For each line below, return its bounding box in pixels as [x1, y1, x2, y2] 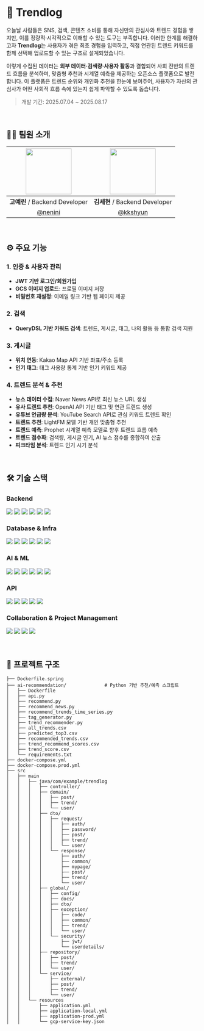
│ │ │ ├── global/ [6, 885, 69, 891]
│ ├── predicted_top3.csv [6, 730, 78, 737]
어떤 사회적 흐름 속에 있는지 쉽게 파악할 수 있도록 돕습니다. [22, 85, 161, 92]
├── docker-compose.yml [6, 757, 67, 763]
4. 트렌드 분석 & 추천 [6, 381, 63, 389]
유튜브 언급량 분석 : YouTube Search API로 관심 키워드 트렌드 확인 [15, 411, 172, 419]
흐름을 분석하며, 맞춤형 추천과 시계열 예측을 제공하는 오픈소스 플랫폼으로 [12, 70, 184, 77]
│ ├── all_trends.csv [6, 725, 67, 731]
